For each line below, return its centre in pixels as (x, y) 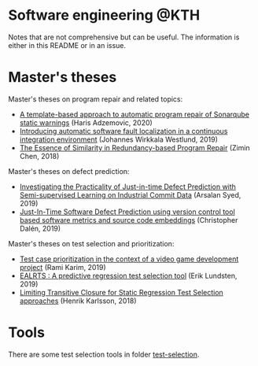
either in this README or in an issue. (67, 45)
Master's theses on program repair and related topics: (96, 99)
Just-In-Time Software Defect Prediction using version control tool (127, 212)
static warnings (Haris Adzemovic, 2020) (86, 122)
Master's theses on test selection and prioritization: (91, 243)
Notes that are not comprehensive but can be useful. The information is (124, 37)
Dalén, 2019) (40, 228)
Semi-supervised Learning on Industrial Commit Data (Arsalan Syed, (130, 194)
